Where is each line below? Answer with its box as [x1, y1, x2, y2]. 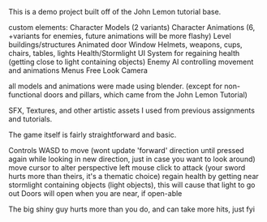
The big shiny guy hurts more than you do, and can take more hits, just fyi [8, 204, 256, 214]
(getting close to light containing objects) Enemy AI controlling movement [8, 57, 254, 66]
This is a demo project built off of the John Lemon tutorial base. [8, 7, 222, 16]
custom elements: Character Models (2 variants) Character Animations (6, [8, 23, 256, 32]
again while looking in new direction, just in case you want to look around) [8, 154, 256, 164]
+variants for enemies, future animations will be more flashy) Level [8, 32, 231, 41]
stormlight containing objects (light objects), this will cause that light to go [8, 180, 256, 190]
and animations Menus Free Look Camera [8, 66, 149, 75]
